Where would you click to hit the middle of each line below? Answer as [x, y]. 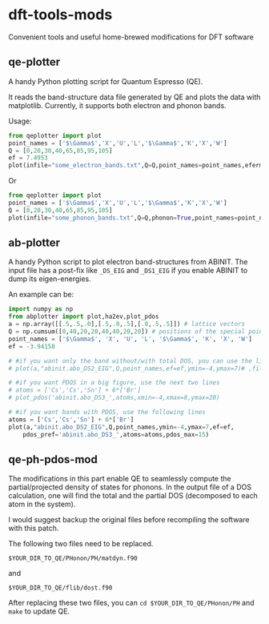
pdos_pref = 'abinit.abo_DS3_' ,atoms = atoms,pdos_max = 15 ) [116, 434]
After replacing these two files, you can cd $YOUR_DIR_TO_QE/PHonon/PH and [131, 603]
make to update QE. [39, 611]
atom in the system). [42, 504]
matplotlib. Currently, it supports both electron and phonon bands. [117, 105]
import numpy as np [41, 309]
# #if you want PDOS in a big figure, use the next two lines [114, 383]
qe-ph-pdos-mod [53, 459]
